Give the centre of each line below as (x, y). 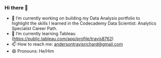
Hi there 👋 (16, 8)
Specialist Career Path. (34, 29)
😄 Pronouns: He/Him (33, 51)
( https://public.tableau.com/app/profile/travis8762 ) (63, 39)
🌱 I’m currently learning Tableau (43, 34)
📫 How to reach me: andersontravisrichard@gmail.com (67, 44)
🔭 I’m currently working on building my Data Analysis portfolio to (76, 18)
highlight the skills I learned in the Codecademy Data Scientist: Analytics (84, 23)
